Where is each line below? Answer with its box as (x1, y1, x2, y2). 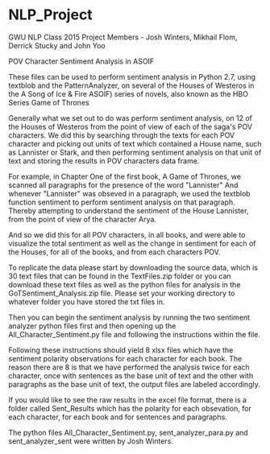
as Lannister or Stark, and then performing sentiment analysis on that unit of (8, 147, 262, 157)
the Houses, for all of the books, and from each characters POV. (8, 247, 221, 257)
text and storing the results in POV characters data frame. (8, 155, 200, 166)
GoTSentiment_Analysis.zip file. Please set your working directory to (8, 288, 235, 298)
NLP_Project (8, 6, 93, 24)
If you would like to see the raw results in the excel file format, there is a (8, 394, 247, 404)
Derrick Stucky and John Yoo (8, 40, 106, 50)
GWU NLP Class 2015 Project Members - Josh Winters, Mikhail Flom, (8, 32, 238, 42)
